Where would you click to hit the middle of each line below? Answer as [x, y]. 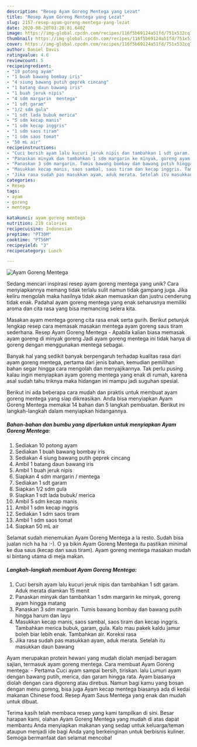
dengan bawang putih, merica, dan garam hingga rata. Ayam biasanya [91, 677]
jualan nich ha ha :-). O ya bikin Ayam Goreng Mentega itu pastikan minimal [97, 544]
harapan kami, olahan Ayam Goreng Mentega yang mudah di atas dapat [93, 719]
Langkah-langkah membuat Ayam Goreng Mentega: [72, 570]
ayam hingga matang [40, 603]
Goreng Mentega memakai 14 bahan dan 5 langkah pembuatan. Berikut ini [96, 405]
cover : [15, 44]
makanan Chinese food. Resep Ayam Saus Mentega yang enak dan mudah [96, 695]
